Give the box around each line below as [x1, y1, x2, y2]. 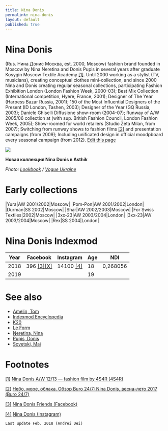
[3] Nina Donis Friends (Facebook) [5, 401, 78, 407]
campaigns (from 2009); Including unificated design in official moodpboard [5, 132, 163, 138]
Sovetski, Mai [12, 341, 41, 347]
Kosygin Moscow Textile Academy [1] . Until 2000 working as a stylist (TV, [5, 72, 159, 78]
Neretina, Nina [12, 330, 43, 336]
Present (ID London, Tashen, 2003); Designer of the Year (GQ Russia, [5, 104, 151, 111]
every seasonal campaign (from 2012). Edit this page [5, 137, 116, 143]
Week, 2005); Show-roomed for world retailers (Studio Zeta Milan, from [5, 121, 155, 127]
